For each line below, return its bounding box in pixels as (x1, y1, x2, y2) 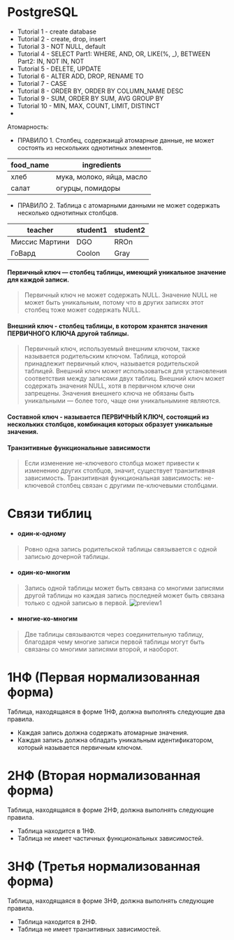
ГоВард (10, 248, 36, 258)
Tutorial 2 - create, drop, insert (17, 34, 106, 43)
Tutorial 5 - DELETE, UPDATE (17, 64, 101, 73)
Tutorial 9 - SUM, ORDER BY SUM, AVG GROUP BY (17, 94, 164, 102)
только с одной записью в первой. (24, 598, 128, 607)
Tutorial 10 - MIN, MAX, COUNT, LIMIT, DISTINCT (17, 101, 160, 110)
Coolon (76, 248, 101, 258)
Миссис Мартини (10, 237, 70, 247)
